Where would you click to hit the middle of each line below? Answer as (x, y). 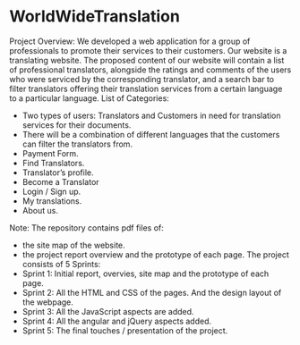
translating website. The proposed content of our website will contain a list (147, 60)
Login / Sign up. (51, 191)
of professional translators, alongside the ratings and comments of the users (150, 70)
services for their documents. (77, 125)
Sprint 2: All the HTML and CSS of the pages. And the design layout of (152, 292)
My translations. (52, 201)
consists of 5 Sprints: (61, 264)
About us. (40, 210)
